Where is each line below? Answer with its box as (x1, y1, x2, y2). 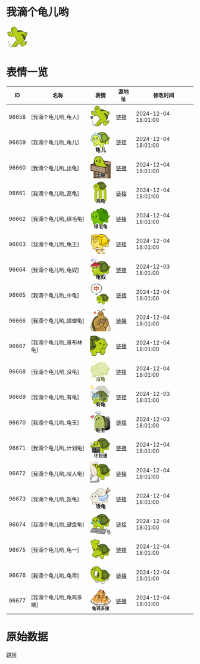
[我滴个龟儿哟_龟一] (30, 546, 79, 554)
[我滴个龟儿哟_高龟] (30, 189, 79, 197)
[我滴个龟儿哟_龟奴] (30, 266, 79, 273)
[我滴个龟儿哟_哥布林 (30, 339, 83, 346)
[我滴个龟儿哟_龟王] (30, 241, 79, 248)
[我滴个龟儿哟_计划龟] (30, 444, 85, 451)
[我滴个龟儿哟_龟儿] (30, 139, 79, 146)
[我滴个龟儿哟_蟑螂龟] (30, 317, 85, 324)
